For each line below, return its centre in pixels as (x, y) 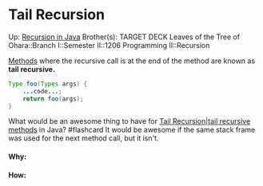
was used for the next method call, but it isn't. (84, 138)
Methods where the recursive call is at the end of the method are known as (132, 61)
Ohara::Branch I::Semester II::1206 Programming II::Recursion (109, 45)
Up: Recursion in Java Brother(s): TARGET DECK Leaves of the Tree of (124, 37)
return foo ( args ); (53, 99)
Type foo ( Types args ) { (48, 84)
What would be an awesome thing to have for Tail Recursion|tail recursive (130, 121)
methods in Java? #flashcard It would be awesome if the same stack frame (132, 130)
